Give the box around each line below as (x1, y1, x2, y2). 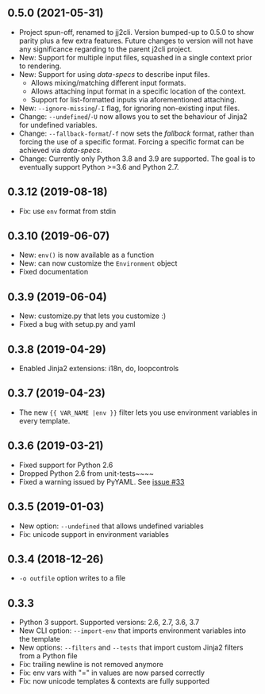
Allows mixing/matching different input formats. (30, 78, 186, 87)
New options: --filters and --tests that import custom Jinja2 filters (18, 642, 244, 653)
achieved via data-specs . (18, 145, 102, 155)
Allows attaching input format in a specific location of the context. (30, 86, 247, 96)
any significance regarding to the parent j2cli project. (18, 44, 193, 54)
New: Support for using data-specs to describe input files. (18, 69, 210, 79)
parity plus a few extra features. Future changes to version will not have (18, 36, 254, 45)
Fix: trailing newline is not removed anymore (18, 660, 163, 669)
